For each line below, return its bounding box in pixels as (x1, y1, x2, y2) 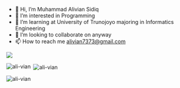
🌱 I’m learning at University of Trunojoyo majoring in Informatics (14, 19, 174, 25)
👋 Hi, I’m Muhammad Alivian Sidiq (14, 6, 99, 13)
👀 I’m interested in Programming (14, 12, 95, 19)
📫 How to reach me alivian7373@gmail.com (14, 38, 126, 45)
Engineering (14, 25, 45, 32)
